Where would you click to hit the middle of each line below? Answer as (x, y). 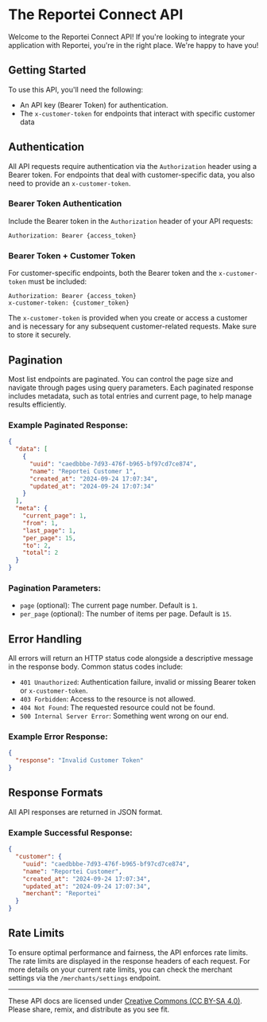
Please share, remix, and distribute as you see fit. (89, 1009)
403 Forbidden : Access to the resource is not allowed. (108, 699)
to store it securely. (40, 335)
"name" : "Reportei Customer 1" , (83, 471)
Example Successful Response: (70, 832)
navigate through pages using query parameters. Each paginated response (131, 387)
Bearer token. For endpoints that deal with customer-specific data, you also (132, 175)
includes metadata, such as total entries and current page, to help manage (130, 395)
